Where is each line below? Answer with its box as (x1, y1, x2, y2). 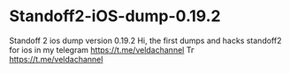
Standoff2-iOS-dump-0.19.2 (9, 6, 221, 26)
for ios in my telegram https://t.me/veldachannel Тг (9, 44, 195, 55)
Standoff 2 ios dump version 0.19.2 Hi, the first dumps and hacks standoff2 (9, 35, 282, 46)
